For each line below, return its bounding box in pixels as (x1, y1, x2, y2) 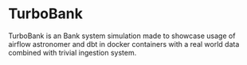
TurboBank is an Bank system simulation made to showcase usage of (8, 31, 236, 40)
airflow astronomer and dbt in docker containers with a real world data (8, 39, 240, 48)
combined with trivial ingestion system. (8, 48, 137, 57)
